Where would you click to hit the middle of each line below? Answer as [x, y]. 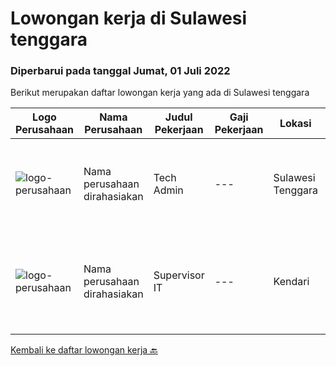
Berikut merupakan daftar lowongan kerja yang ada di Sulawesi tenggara [160, 93]
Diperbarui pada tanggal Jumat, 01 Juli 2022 [120, 71]
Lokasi [295, 124]
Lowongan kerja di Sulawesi [129, 18]
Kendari [291, 282]
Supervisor [179, 275]
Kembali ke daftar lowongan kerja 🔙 [84, 350]
